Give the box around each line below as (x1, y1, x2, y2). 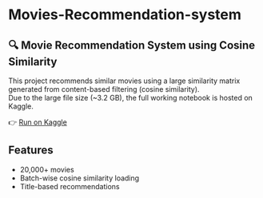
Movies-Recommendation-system (8, 6, 242, 24)
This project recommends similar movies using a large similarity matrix (8, 76, 241, 85)
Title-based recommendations (19, 181, 120, 191)
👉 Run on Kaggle (8, 117, 68, 127)
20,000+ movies (19, 164, 74, 174)
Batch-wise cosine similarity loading (19, 173, 140, 183)
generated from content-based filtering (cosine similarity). (8, 85, 200, 93)
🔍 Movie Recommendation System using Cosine (8, 38, 256, 52)
